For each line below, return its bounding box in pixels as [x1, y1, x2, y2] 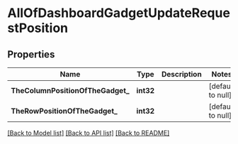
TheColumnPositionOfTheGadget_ [11, 86, 130, 95]
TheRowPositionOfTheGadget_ [11, 106, 118, 116]
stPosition [7, 20, 69, 36]
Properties [7, 48, 55, 60]
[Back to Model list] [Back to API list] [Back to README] [7, 129, 170, 137]
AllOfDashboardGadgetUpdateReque [7, 5, 230, 21]
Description [161, 70, 202, 79]
